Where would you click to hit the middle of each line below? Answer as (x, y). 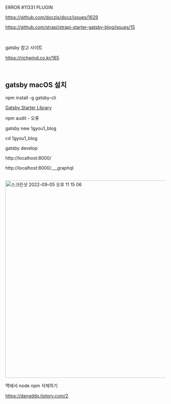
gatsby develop (21, 148)
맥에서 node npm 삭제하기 (32, 386)
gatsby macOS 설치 (36, 85)
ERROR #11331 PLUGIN (29, 7)
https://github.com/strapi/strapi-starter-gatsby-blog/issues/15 (70, 27)
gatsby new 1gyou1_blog (31, 128)
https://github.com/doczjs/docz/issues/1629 (52, 17)
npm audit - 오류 (22, 118)
